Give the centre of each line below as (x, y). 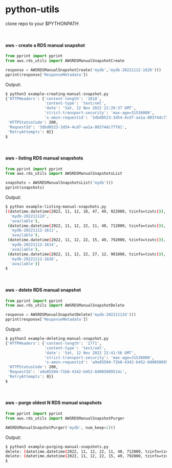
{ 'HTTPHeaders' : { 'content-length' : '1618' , (53, 99)
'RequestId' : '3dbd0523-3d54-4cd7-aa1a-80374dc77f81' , (67, 127)
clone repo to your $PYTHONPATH (42, 24)
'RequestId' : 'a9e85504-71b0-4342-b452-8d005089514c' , (67, 372)
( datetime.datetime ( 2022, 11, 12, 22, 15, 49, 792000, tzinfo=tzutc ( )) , (87, 240)
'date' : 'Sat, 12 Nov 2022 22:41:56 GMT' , (90, 353)
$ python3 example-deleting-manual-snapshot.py (57, 339)
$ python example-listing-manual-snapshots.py (56, 207)
